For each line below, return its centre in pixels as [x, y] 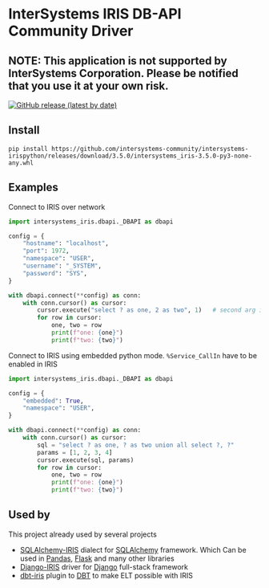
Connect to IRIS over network [57, 206]
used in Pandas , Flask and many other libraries [97, 558]
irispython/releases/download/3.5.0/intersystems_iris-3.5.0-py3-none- [130, 156]
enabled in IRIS [33, 364]
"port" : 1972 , [46, 251]
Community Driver [71, 31]
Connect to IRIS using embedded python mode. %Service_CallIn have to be [133, 355]
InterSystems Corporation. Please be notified [123, 73]
